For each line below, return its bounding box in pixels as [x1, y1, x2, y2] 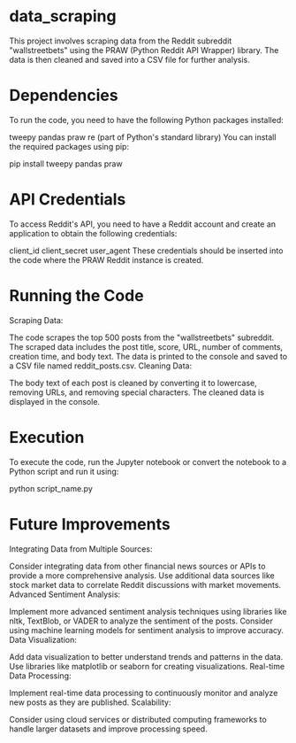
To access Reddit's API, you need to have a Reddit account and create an [9, 219, 277, 229]
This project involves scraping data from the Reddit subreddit [9, 35, 232, 46]
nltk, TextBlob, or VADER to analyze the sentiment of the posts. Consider [9, 615, 274, 626]
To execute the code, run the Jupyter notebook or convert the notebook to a [9, 456, 287, 467]
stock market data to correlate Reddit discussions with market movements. [9, 579, 281, 590]
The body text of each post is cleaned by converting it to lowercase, [9, 377, 258, 388]
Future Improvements [9, 514, 171, 534]
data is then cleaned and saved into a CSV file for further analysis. [9, 54, 250, 65]
